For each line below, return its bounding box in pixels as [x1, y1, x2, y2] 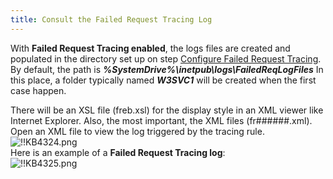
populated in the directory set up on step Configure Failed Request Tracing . [10, 52, 322, 65]
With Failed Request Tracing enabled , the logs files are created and [10, 42, 291, 54]
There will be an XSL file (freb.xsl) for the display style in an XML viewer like [10, 104, 324, 116]
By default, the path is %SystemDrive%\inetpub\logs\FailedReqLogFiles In [10, 63, 324, 75]
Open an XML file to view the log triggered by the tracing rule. [10, 125, 265, 137]
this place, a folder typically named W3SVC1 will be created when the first [10, 74, 317, 86]
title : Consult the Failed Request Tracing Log [10, 14, 213, 25]
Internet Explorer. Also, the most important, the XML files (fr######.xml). [10, 114, 313, 126]
